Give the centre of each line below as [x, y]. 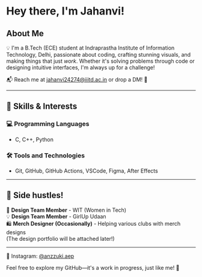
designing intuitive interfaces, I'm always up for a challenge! [81, 67]
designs [16, 232]
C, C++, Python [34, 139]
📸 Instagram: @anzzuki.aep [40, 256]
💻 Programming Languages [48, 124]
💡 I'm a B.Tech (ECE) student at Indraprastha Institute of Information [90, 48]
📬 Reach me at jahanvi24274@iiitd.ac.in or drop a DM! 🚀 [77, 79]
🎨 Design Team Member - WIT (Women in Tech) [66, 210]
